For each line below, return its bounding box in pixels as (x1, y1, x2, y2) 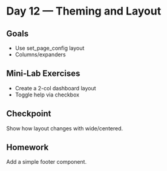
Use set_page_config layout (15, 44, 85, 52)
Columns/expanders (15, 51, 66, 58)
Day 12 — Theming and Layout (6, 4, 162, 18)
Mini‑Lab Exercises (6, 69, 80, 79)
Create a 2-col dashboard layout (15, 84, 96, 92)
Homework (6, 142, 49, 153)
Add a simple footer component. (6, 158, 87, 166)
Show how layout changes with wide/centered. (6, 124, 123, 132)
